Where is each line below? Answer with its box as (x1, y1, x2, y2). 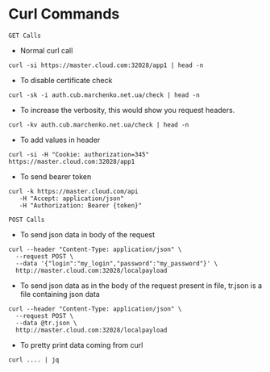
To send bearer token (19, 171, 92, 182)
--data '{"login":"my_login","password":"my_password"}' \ (15, 259, 218, 267)
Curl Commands (8, 5, 120, 23)
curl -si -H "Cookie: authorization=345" (8, 150, 150, 158)
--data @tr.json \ (15, 319, 78, 327)
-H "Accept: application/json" (19, 194, 125, 203)
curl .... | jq (8, 356, 60, 364)
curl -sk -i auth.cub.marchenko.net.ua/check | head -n (8, 90, 200, 99)
